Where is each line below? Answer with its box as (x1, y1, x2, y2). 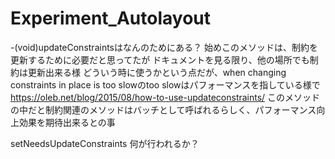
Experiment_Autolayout (10, 7, 212, 30)
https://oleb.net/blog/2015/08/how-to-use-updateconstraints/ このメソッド (10, 91, 321, 103)
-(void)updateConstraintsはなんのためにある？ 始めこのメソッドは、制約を (10, 41, 318, 53)
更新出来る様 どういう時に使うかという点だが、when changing (27, 66, 287, 78)
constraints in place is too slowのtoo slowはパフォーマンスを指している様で (10, 78, 321, 91)
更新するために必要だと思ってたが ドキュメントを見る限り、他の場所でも (10, 53, 310, 66)
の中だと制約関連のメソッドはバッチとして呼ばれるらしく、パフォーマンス (10, 103, 317, 116)
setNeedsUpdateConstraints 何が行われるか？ (10, 137, 200, 149)
